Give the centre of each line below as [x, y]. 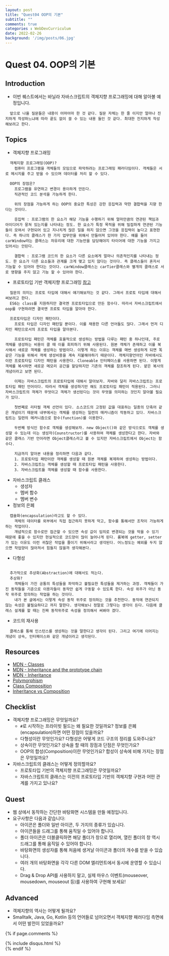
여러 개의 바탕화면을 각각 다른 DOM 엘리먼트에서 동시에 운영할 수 [84, 863]
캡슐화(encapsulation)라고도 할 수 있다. [48, 516]
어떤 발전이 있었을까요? [41, 923]
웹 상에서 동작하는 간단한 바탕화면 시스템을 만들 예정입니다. [70, 812]
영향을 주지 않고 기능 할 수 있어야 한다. [48, 272]
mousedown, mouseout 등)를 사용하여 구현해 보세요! [73, 882]
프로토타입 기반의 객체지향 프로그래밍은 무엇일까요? [70, 770]
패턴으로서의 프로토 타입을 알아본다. [47, 329]
